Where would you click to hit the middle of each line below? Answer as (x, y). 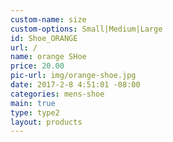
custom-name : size (48, 19)
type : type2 (35, 112)
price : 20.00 (37, 66)
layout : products (46, 122)
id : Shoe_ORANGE (44, 38)
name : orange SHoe (48, 57)
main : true (33, 103)
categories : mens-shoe (57, 94)
